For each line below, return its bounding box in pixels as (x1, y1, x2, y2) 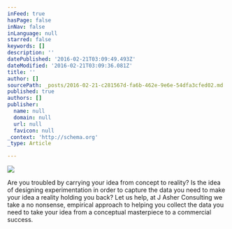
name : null (13, 108, 45, 114)
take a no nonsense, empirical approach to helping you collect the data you (7, 200, 224, 209)
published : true (7, 88, 55, 95)
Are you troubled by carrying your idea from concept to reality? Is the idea (7, 179, 222, 187)
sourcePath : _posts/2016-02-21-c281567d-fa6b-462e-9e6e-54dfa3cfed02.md (7, 82, 224, 89)
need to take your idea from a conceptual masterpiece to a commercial (7, 208, 212, 216)
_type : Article (7, 140, 52, 147)
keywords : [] (7, 43, 45, 50)
